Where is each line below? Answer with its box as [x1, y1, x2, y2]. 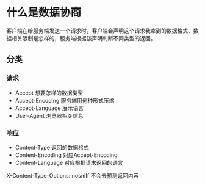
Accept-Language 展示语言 [15, 104, 84, 112]
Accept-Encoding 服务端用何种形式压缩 [15, 96, 115, 104]
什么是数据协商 [6, 5, 82, 20]
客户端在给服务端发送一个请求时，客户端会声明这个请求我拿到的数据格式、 [6, 27, 193, 34]
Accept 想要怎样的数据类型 [15, 89, 84, 96]
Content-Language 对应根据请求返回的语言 [15, 159, 123, 166]
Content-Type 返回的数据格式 [15, 143, 89, 151]
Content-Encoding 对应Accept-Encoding [15, 151, 118, 159]
